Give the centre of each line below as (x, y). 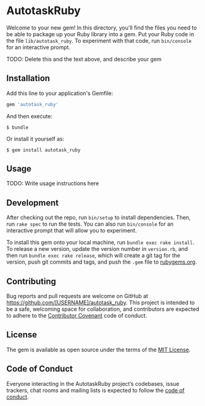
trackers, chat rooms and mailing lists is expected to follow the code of (95, 390)
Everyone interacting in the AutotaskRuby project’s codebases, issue (93, 383)
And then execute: (29, 116)
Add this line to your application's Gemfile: (60, 93)
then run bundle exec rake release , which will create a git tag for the (93, 256)
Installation (28, 78)
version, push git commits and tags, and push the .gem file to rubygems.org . (102, 262)
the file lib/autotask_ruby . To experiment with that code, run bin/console (99, 40)
